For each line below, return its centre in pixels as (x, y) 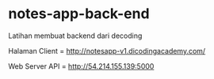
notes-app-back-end (79, 14)
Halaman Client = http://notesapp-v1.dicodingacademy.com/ (107, 51)
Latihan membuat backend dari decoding (75, 36)
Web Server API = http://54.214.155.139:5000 (81, 66)
